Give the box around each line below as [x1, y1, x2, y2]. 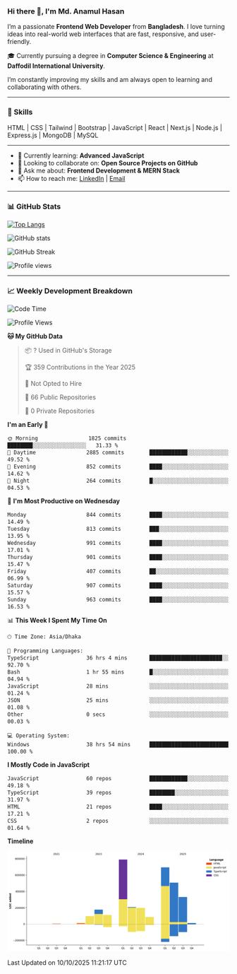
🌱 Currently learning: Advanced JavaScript [17, 151, 145, 160]
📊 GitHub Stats [7, 201, 61, 211]
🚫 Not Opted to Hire [24, 380, 83, 388]
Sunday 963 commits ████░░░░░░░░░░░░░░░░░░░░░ [7, 597, 229, 604]
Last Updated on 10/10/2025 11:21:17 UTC [7, 958, 127, 967]
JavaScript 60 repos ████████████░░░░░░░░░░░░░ [7, 775, 229, 782]
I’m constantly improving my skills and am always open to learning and [7, 76, 213, 84]
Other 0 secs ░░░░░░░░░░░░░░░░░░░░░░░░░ [7, 711, 229, 718]
